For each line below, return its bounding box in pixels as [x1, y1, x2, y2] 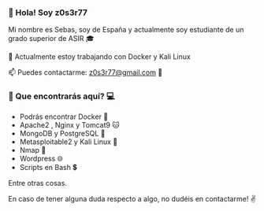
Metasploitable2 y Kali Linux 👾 [19, 137, 118, 146]
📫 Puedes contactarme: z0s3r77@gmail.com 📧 [8, 68, 163, 77]
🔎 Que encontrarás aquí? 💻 [8, 91, 116, 102]
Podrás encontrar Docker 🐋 [19, 112, 109, 121]
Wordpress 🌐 [19, 154, 63, 163]
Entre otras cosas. [8, 178, 67, 187]
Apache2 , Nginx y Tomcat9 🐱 [19, 120, 120, 129]
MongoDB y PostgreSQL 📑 [19, 128, 106, 138]
